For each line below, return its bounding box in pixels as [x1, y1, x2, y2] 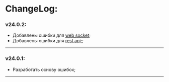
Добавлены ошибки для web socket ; [12, 32, 91, 38]
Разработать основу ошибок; [12, 66, 76, 72]
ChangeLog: [5, 3, 58, 15]
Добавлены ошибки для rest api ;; [12, 38, 84, 44]
